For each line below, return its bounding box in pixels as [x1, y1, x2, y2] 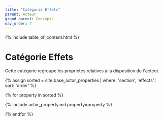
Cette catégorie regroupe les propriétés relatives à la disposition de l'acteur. [5, 68, 160, 74]
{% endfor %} [5, 111, 33, 117]
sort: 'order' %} [5, 83, 37, 89]
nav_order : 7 [5, 21, 32, 26]
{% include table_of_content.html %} [5, 34, 80, 40]
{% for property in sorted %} [5, 92, 64, 98]
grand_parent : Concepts [5, 16, 54, 21]
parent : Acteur [5, 12, 36, 17]
